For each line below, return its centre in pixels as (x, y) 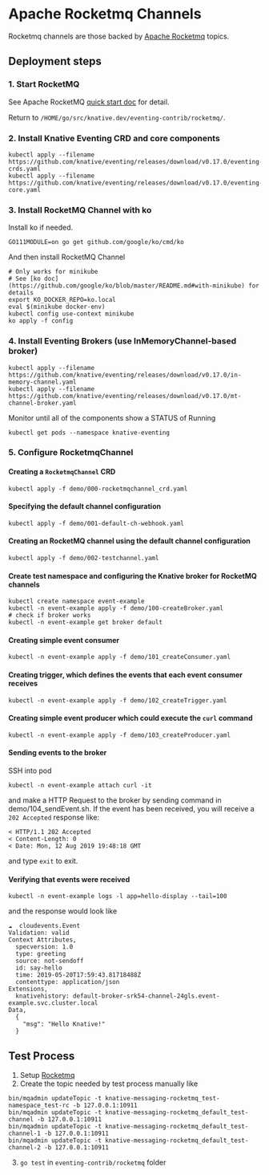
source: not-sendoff (50, 961)
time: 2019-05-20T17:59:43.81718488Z (78, 975)
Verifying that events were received (69, 879)
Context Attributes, (43, 940)
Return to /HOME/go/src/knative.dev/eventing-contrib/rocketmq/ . (117, 117)
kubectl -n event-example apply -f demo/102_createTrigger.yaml (118, 700)
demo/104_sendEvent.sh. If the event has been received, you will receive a (131, 809)
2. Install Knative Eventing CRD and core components (114, 138)
